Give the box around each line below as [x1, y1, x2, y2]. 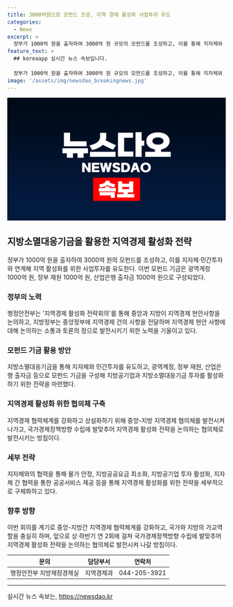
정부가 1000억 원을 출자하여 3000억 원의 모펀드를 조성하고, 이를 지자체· [7, 256, 201, 264]
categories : [7, 18, 42, 26]
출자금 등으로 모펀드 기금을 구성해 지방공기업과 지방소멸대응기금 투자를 [14, 372, 206, 380]
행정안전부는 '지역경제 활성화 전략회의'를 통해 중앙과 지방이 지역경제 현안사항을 [7, 309, 221, 317]
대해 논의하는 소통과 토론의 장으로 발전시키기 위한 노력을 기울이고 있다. [7, 326, 198, 335]
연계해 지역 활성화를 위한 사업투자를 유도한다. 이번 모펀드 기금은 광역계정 [14, 264, 211, 272]
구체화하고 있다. [14, 487, 58, 495]
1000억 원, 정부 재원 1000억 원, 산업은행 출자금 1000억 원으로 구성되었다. [7, 273, 206, 281]
